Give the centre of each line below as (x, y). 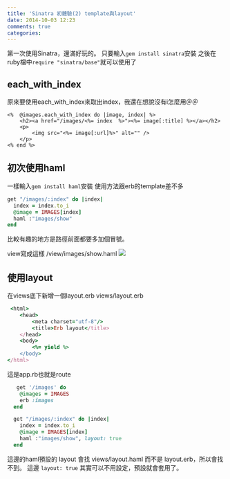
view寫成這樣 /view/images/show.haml (62, 254)
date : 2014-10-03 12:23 (41, 20)
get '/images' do (41, 387)
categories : (24, 33)
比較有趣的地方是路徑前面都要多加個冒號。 (68, 239)
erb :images (37, 400)
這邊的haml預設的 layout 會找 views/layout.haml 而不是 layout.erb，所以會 (112, 459)
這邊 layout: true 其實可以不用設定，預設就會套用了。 (105, 467)
